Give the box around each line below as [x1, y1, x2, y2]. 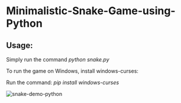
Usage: [6, 40, 34, 50]
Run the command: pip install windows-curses [6, 79, 119, 86]
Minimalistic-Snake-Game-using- [6, 4, 176, 18]
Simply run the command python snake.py [6, 56, 109, 63]
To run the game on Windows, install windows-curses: [6, 67, 139, 75]
